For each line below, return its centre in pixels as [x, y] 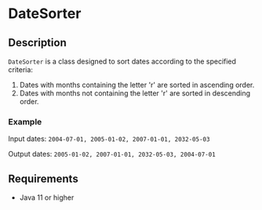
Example [25, 121]
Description [37, 43]
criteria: [21, 70]
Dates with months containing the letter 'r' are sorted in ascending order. [137, 85]
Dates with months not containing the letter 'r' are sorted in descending [135, 93]
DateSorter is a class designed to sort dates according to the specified [122, 61]
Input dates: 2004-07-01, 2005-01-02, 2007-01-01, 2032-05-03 [109, 139]
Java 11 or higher [47, 197]
